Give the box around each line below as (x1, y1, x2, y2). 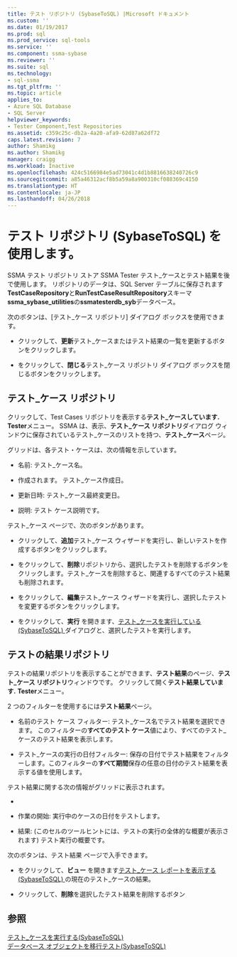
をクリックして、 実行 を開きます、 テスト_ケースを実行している (17, 616, 202, 626)
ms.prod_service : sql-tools (7, 37, 91, 44)
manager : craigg (7, 156, 55, 164)
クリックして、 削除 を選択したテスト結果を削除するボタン (17, 889, 186, 898)
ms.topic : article (7, 90, 62, 97)
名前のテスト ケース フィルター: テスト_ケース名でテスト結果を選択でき (17, 717, 226, 725)
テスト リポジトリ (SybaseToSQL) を (7, 228, 222, 245)
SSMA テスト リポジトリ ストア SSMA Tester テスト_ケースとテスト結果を (7, 271, 224, 279)
